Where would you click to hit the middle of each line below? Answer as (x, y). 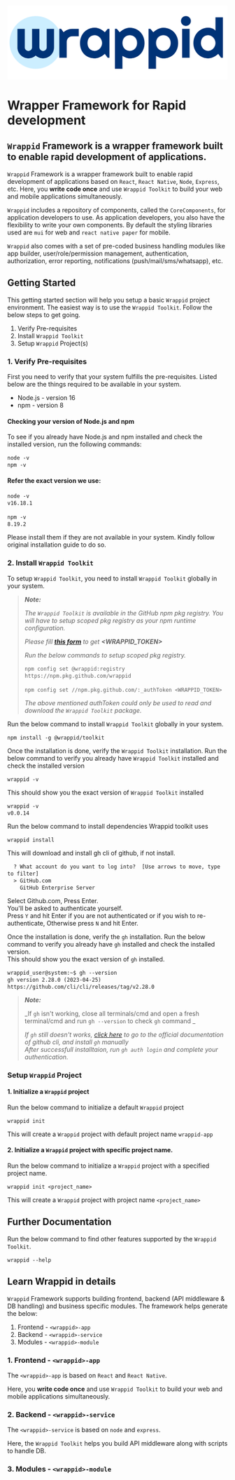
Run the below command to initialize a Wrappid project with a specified (108, 1166)
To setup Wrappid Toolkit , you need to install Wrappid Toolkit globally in (112, 578)
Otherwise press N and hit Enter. (92, 923)
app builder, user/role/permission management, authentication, (98, 253)
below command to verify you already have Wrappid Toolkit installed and (113, 758)
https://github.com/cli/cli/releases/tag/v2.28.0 (81, 987)
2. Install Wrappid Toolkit (50, 563)
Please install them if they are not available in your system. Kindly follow (111, 538)
